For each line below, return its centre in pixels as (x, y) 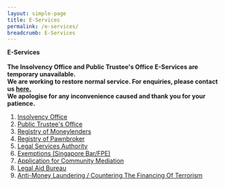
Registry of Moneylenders (54, 132)
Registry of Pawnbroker (51, 139)
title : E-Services (34, 20)
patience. (21, 103)
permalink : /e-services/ (43, 26)
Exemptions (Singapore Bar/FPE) (64, 154)
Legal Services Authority (52, 146)
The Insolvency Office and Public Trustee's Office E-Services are (103, 67)
